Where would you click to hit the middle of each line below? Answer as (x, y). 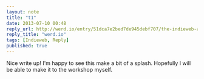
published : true (27, 46)
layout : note (23, 12)
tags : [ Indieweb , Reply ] (38, 40)
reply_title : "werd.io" (36, 35)
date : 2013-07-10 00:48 (36, 23)
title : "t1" (21, 18)
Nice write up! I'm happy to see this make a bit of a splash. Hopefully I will (99, 63)
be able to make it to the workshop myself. (59, 69)
